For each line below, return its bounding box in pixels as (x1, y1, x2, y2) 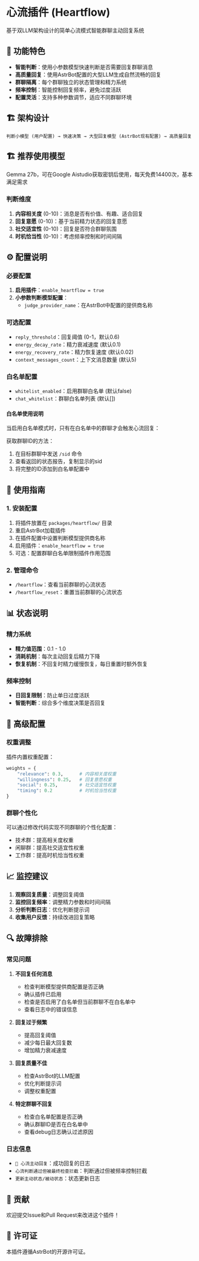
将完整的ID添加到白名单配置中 (15, 465, 90, 472)
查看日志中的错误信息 (24, 1005, 77, 1013)
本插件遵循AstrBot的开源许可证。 (6, 1248, 89, 1255)
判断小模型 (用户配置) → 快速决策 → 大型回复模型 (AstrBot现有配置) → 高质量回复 (6, 133, 192, 139)
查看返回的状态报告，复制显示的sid (15, 458, 103, 465)
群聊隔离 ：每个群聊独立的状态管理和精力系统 (15, 78, 127, 85)
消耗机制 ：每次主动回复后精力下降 (15, 653, 100, 660)
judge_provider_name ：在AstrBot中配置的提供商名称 (24, 302, 153, 309)
